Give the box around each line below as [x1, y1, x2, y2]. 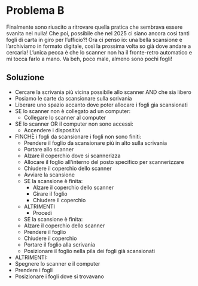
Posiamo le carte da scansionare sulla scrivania [14, 95, 132, 102]
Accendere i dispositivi [23, 126, 81, 133]
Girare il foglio [32, 190, 68, 197]
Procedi [32, 209, 52, 216]
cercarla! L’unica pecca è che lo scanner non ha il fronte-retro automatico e [6, 48, 193, 56]
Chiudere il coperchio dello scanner [23, 165, 112, 172]
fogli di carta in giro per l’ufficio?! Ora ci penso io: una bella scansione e [6, 36, 182, 43]
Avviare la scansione [23, 171, 75, 178]
